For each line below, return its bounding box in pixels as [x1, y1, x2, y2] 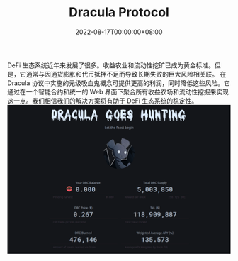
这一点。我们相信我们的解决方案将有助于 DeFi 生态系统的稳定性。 [7, 96, 198, 105]
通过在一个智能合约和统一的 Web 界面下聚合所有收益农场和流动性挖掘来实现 [7, 87, 229, 96]
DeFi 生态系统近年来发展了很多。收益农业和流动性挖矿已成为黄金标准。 [7, 61, 215, 70]
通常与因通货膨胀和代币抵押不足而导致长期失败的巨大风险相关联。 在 [25, 70, 227, 78]
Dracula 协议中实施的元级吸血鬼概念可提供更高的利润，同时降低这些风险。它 [7, 79, 230, 87]
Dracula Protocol [68, 4, 170, 21]
